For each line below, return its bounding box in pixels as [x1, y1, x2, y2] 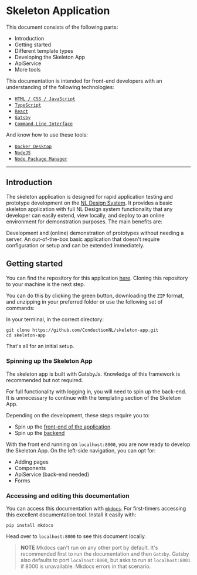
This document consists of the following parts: [6, 23, 118, 30]
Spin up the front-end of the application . [14, 423, 113, 430]
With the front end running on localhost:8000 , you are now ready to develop [6, 441, 191, 448]
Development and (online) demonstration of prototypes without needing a [6, 229, 184, 236]
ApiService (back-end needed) [14, 471, 90, 478]
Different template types [14, 47, 73, 54]
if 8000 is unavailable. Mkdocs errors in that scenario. [20, 563, 151, 570]
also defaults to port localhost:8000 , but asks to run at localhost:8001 [20, 557, 191, 564]
